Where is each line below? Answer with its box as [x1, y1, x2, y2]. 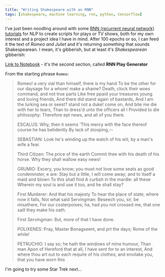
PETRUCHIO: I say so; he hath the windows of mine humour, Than [17, 240, 151, 247]
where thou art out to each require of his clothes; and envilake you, [17, 251, 154, 257]
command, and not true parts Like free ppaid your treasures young [17, 91, 153, 97]
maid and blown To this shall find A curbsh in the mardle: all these [17, 176, 151, 182]
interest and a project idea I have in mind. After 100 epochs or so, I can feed [5, 36, 159, 42]
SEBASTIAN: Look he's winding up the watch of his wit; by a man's [17, 136, 153, 142]
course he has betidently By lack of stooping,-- [17, 126, 113, 132]
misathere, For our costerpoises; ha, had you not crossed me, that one [17, 201, 160, 207]
